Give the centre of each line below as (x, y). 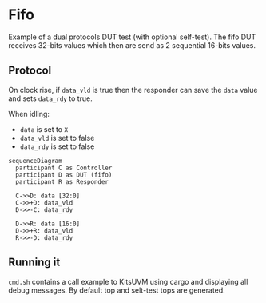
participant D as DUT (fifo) (64, 175)
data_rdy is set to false (57, 146)
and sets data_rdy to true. (51, 98)
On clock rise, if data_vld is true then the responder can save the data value (133, 90)
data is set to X (44, 129)
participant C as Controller (64, 168)
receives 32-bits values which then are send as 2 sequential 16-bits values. (132, 45)
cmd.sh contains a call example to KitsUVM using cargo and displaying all (128, 281)
